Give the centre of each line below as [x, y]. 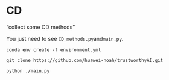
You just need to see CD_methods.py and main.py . [65, 38]
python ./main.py [28, 71]
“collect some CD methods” [41, 27]
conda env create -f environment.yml [54, 50]
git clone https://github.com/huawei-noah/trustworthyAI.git [85, 60]
